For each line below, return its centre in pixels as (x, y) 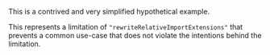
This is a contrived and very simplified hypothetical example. (109, 12)
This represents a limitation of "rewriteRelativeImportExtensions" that (126, 27)
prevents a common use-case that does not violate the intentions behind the (135, 35)
